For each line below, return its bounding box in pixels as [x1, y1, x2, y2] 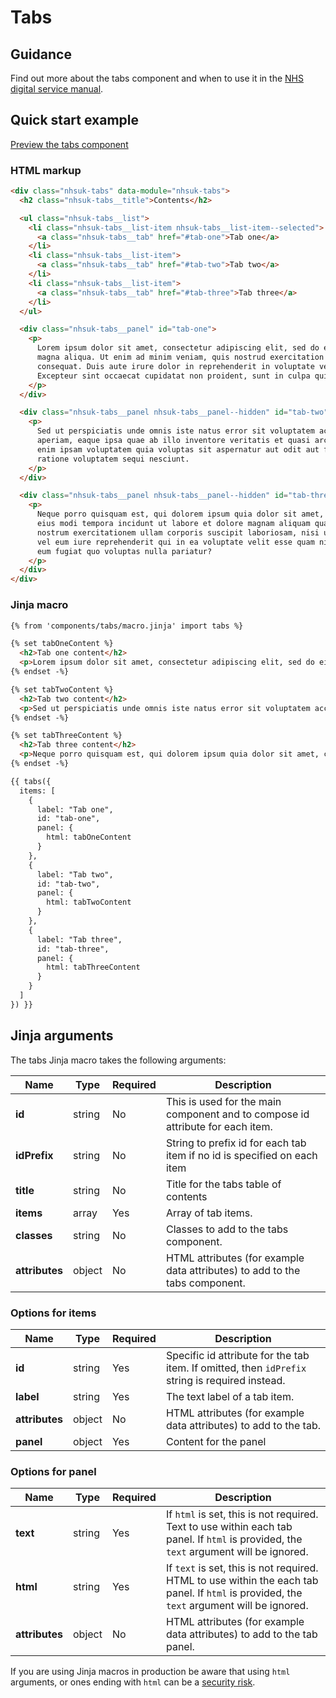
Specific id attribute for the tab [165, 1348, 310, 1362]
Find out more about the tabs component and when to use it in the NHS [10, 72, 304, 84]
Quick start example [10, 112, 139, 129]
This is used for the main [165, 1094, 282, 1108]
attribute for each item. [165, 1119, 273, 1133]
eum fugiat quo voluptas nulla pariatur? [36, 546, 213, 556]
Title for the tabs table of [165, 1177, 282, 1191]
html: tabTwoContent [46, 897, 132, 908]
